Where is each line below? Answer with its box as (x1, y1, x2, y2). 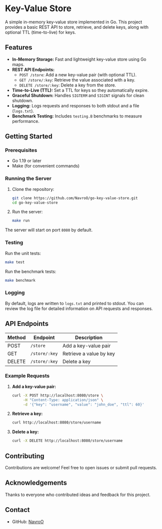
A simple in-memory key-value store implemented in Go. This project (5, 19, 143, 25)
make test (5, 259, 25, 265)
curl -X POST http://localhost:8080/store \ (12, 393, 103, 398)
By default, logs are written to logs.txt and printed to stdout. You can (5, 300, 144, 306)
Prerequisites (5, 147, 37, 154)
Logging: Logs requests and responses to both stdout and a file (12, 102, 139, 108)
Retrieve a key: (12, 411, 43, 417)
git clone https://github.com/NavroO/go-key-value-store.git (12, 195, 138, 201)
